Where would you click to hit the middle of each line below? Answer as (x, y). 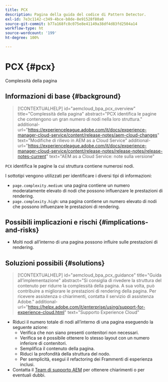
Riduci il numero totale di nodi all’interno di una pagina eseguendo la (83, 322)
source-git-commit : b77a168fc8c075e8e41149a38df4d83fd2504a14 (71, 24)
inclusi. (27, 364)
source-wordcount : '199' (31, 33)
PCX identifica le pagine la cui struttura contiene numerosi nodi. (70, 166)
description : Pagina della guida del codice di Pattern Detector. (76, 14)
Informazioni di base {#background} (63, 96)
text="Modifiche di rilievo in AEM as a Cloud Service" (72, 140)
